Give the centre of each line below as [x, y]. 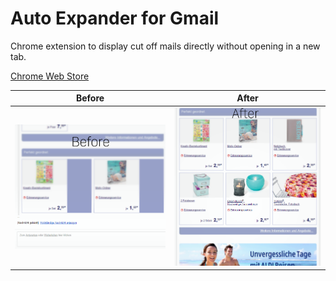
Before [90, 98]
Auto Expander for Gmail [115, 18]
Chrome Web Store [50, 76]
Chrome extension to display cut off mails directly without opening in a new [165, 46]
